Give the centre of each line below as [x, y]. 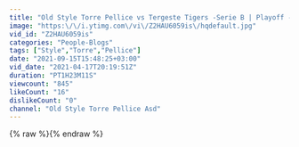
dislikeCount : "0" [43, 100]
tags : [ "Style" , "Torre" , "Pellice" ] [75, 51]
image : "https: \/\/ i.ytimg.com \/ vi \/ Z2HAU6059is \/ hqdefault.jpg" [133, 26]
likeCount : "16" [39, 92]
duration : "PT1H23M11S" [53, 76]
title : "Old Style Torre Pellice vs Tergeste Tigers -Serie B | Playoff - [151, 17]
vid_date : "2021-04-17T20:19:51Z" [73, 68]
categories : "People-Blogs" [61, 42]
